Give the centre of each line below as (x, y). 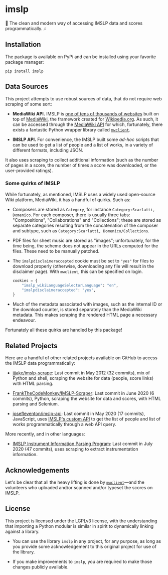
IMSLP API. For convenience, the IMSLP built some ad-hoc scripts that (86, 139)
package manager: (25, 62)
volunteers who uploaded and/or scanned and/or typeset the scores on (79, 487)
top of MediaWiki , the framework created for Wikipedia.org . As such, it (85, 119)
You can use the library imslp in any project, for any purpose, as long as (87, 541)
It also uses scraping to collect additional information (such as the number (82, 160)
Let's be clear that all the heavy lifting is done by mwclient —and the (75, 482)
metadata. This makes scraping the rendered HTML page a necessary (85, 315)
